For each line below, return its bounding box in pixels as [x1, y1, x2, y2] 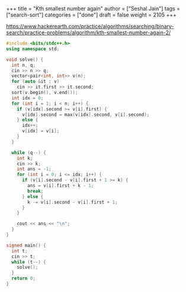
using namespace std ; [6, 46, 60, 52]
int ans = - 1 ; [17, 166, 52, 172]
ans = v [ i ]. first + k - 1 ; [27, 183, 94, 189]
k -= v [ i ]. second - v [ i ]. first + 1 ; [27, 199, 118, 205]
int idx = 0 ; [11, 95, 44, 101]
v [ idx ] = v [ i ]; [21, 128, 60, 134]
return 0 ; [11, 275, 36, 281]
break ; [27, 188, 44, 194]
